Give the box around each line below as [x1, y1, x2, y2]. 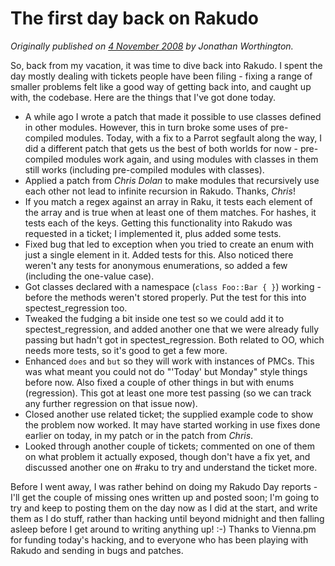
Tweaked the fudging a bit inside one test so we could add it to [24, 312, 285, 324]
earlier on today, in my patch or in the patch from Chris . [24, 429, 254, 441]
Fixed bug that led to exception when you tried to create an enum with [24, 238, 314, 250]
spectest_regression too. [24, 302, 128, 314]
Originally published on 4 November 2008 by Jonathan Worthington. [10, 40, 294, 52]
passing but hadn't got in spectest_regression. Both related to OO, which [24, 333, 325, 346]
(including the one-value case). [24, 270, 155, 282]
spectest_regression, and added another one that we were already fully [24, 323, 320, 335]
